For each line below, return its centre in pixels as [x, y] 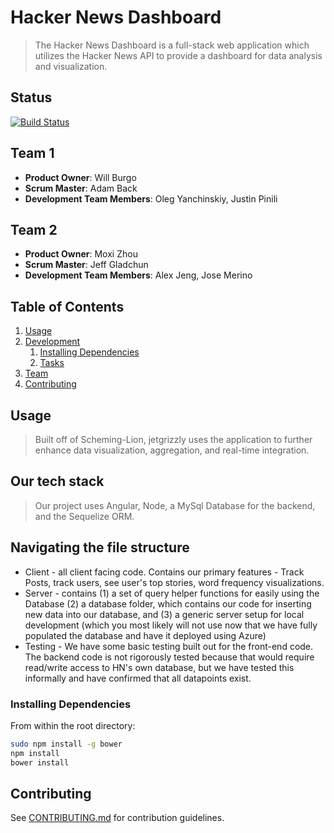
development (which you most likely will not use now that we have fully [171, 625]
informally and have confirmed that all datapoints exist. [138, 678]
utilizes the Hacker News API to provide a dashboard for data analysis [178, 55]
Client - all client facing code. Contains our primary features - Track [164, 572]
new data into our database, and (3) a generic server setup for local [164, 614]
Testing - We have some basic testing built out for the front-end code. [169, 646]
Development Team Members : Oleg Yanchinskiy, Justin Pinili [151, 198]
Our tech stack [57, 481]
